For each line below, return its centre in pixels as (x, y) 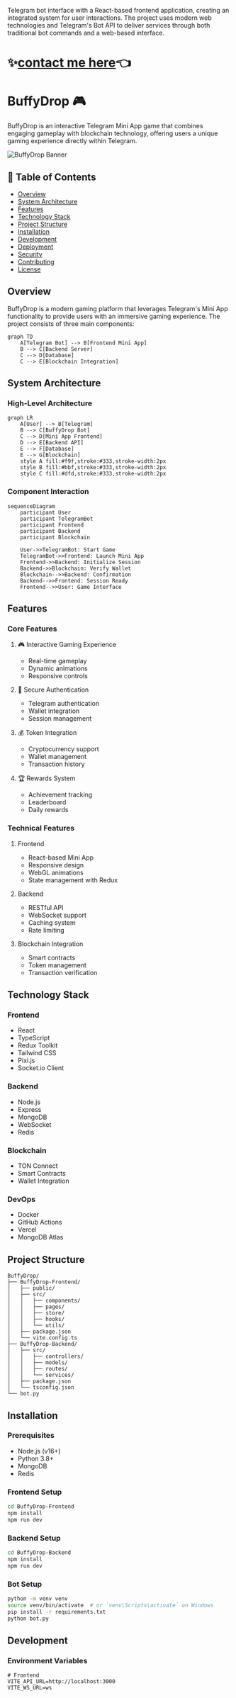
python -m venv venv (38, 1598)
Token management (57, 965)
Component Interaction (48, 492)
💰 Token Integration (47, 733)
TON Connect (38, 1166)
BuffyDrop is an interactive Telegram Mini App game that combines (105, 126)
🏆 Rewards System (46, 778)
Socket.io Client (41, 1068)
